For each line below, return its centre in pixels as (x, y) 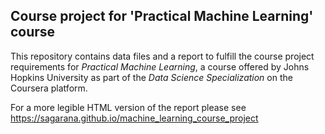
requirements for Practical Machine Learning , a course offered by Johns (160, 66)
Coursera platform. (49, 88)
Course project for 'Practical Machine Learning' (162, 16)
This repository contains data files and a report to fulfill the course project (162, 56)
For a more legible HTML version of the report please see (128, 107)
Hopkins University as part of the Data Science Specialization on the (151, 77)
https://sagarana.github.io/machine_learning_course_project (134, 118)
